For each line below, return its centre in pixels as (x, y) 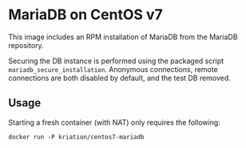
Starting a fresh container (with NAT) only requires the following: (115, 122)
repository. (26, 45)
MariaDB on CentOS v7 (86, 15)
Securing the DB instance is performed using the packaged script (116, 61)
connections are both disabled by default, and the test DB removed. (120, 78)
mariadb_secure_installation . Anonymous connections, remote (113, 69)
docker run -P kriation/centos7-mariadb (77, 137)
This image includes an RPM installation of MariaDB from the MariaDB (123, 37)
